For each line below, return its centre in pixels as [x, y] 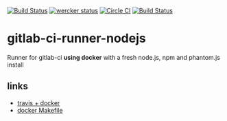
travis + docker [38, 102]
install [15, 65]
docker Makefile [40, 110]
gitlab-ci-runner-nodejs [76, 38]
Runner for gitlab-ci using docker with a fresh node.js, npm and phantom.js [114, 57]
